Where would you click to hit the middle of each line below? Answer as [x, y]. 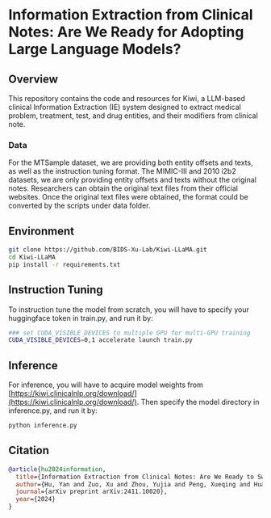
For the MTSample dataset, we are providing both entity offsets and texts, [131, 162]
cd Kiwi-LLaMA [32, 257]
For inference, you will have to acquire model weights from [106, 385]
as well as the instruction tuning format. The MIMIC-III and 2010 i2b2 [122, 171]
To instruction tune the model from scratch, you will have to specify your [129, 310]
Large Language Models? [95, 49]
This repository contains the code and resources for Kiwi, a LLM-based [127, 98]
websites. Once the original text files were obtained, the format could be [128, 197]
